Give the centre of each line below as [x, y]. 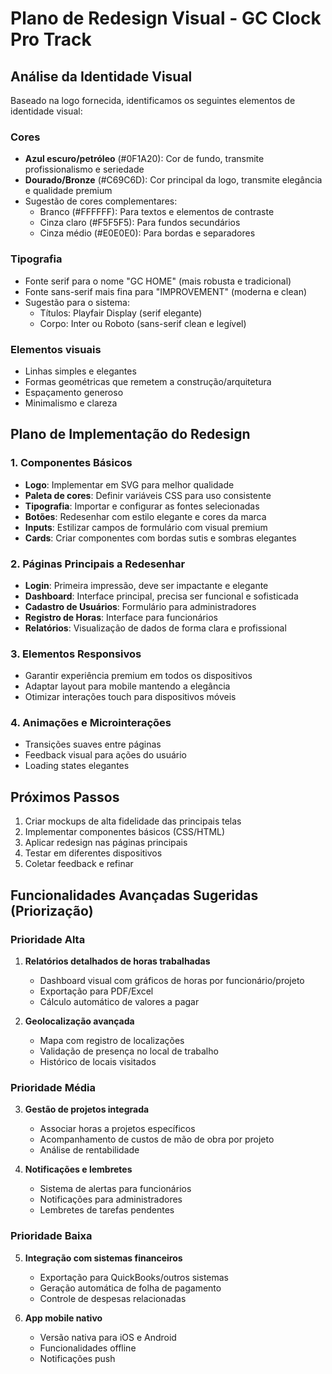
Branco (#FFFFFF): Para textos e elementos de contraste [157, 212]
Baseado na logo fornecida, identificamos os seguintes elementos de [153, 100]
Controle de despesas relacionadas [113, 1298]
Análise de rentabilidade [89, 1150]
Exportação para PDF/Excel [96, 991]
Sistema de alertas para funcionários [115, 1189]
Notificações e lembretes [78, 1169]
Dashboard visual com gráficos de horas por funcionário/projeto [172, 980]
